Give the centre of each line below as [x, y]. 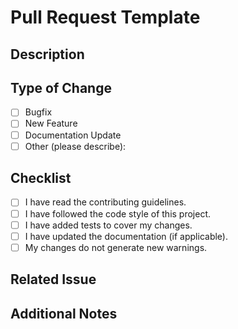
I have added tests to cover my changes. [108, 225]
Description [47, 54]
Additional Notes [64, 313]
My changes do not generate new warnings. [116, 247]
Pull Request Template [105, 17]
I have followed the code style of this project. [118, 213]
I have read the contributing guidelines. [105, 202]
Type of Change [61, 87]
